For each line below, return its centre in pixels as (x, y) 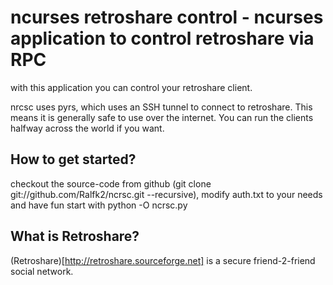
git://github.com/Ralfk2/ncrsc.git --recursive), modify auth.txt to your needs (166, 194)
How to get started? (73, 159)
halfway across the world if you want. (87, 128)
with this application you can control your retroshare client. (131, 87)
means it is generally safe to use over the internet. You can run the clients (162, 117)
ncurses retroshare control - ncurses (167, 17)
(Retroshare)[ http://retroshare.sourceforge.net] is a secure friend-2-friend (163, 260)
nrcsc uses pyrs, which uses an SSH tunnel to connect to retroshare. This (161, 107)
